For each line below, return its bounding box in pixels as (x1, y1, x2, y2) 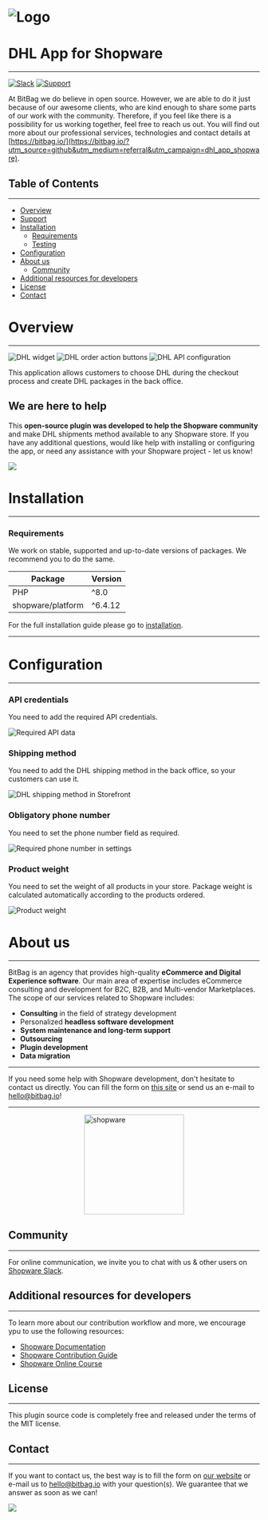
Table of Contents (8, 177, 100, 190)
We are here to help (8, 400, 107, 413)
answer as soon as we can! (8, 1488, 98, 1498)
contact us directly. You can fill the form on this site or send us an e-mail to (8, 1082, 255, 1091)
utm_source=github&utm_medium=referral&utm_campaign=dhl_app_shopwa (8, 145, 260, 155)
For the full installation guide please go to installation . (8, 620, 183, 629)
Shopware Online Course (19, 1358, 103, 1368)
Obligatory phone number (8, 810, 111, 821)
